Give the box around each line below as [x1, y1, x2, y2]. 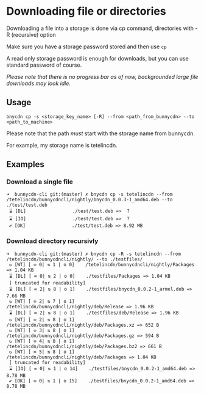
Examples [6, 159, 44, 169]
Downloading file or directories [6, 4, 166, 18]
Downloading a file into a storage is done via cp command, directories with [6, 24, 194, 32]
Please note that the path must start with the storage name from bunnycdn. [6, 130, 195, 137]
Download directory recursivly [6, 237, 99, 245]
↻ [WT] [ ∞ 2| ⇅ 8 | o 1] [9, 316, 75, 322]
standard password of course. [6, 61, 82, 69]
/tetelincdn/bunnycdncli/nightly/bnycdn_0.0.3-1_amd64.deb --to [6, 197, 173, 203]
